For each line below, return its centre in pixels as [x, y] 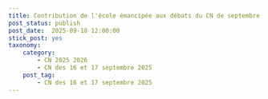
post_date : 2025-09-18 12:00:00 [64, 30]
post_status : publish [45, 23]
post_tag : [39, 75]
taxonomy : [25, 46]
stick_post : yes [35, 38]
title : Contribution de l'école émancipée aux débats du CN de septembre [134, 16]
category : [39, 53]
